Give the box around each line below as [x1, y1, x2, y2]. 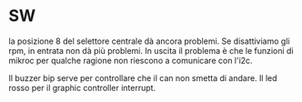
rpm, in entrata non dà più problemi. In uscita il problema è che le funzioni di [8, 45, 294, 56]
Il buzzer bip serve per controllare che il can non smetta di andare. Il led [8, 72, 278, 83]
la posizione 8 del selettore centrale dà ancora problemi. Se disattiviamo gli [8, 36, 290, 46]
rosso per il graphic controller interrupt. [8, 82, 156, 93]
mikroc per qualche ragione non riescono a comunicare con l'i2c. [8, 55, 253, 66]
